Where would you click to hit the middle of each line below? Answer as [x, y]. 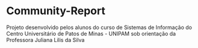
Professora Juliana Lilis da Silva [45, 40]
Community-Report [56, 11]
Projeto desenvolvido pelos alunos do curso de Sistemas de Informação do [99, 27]
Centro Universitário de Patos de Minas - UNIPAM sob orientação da [91, 33]
